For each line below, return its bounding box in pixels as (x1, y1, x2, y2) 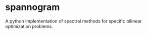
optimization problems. (5, 23, 53, 29)
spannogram (5, 1, 60, 13)
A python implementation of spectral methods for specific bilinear (5, 18, 142, 24)
